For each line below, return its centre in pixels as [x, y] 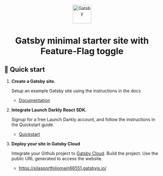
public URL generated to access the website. [57, 158]
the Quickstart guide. [33, 125]
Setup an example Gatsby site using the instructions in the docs [76, 91]
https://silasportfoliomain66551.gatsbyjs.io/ [62, 168]
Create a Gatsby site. [33, 81]
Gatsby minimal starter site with [82, 41]
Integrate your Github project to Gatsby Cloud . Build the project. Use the [85, 153]
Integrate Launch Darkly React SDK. [49, 110]
